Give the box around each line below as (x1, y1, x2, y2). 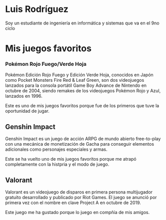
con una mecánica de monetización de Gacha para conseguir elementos (5, 141, 155, 147)
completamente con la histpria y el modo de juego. (5, 161, 110, 168)
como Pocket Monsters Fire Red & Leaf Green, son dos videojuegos (5, 77, 145, 83)
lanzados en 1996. (5, 93, 43, 99)
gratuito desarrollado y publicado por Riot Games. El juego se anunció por (5, 195, 157, 201)
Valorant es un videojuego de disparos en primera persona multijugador (5, 189, 153, 195)
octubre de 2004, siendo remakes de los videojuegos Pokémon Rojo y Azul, (5, 88, 161, 94)
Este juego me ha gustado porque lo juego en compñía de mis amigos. (5, 210, 150, 216)
